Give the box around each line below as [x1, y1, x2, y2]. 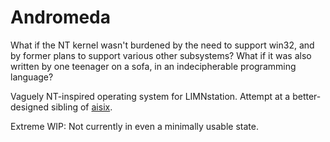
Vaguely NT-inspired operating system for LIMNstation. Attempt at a [10, 90, 291, 102]
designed [10, 101, 50, 113]
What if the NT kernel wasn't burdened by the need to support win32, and [10, 39, 315, 51]
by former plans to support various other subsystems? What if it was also [10, 49, 312, 61]
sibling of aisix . [51, 101, 113, 113]
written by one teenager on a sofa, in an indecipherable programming [10, 60, 297, 72]
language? [10, 71, 54, 83]
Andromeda [10, 6, 112, 29]
